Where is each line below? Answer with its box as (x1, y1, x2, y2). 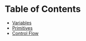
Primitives (12, 25, 33, 31)
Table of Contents (5, 3, 81, 15)
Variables (12, 20, 32, 26)
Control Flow (12, 30, 39, 36)
